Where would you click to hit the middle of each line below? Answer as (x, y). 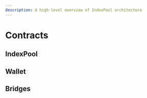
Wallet (16, 71)
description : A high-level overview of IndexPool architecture (74, 10)
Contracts (27, 35)
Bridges (18, 89)
